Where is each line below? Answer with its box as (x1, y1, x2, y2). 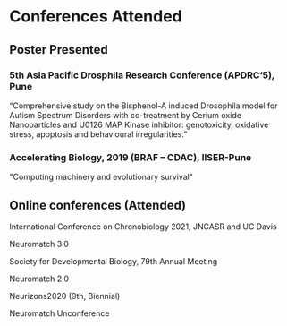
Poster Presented (9, 42, 109, 57)
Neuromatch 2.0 (9, 273, 70, 284)
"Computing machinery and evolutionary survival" (9, 172, 194, 183)
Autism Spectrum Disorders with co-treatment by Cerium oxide (9, 109, 241, 120)
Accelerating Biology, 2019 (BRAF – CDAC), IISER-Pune (9, 150, 252, 163)
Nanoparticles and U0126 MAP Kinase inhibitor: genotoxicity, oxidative (9, 119, 269, 130)
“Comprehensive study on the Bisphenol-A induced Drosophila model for (9, 100, 278, 111)
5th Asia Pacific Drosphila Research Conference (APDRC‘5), (9, 69, 275, 81)
